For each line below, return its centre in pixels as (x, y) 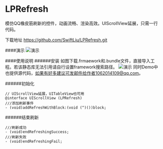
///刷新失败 (16, 137)
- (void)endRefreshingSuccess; (37, 132)
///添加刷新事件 (19, 103)
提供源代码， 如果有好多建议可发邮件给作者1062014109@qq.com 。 (76, 73)
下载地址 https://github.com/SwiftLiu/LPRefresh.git (56, 40)
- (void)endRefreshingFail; (34, 141)
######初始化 (20, 83)
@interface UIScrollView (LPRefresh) (44, 98)
